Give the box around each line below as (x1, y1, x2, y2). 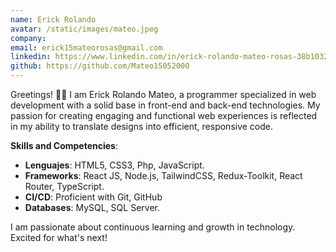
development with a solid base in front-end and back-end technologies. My (10, 99, 321, 111)
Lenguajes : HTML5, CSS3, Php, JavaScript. (24, 159, 205, 171)
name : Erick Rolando (10, 14, 97, 25)
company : (10, 33, 47, 43)
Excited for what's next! (10, 232, 108, 243)
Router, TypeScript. (24, 181, 105, 192)
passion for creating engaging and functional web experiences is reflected (10, 110, 318, 121)
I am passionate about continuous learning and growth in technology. (10, 221, 296, 233)
